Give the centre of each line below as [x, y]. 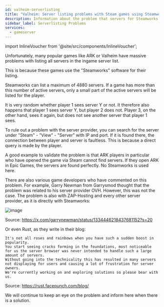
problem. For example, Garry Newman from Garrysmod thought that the [77, 185]
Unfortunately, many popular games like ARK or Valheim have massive [76, 56]
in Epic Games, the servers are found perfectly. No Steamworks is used [77, 165]
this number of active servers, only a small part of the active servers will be [81, 90]
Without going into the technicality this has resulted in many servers [81, 260]
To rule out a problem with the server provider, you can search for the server [82, 130]
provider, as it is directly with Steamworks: [48, 201]
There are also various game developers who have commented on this [76, 180]
